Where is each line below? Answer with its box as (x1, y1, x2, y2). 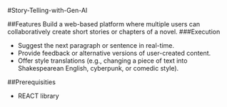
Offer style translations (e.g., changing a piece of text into (17, 56, 188, 65)
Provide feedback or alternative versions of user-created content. (17, 49, 211, 57)
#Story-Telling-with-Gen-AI (7, 6, 88, 14)
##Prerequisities (7, 78, 56, 86)
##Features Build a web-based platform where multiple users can (7, 20, 201, 28)
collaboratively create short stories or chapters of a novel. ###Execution (7, 28, 221, 36)
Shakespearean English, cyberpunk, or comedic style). (17, 64, 179, 72)
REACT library (17, 92, 59, 100)
